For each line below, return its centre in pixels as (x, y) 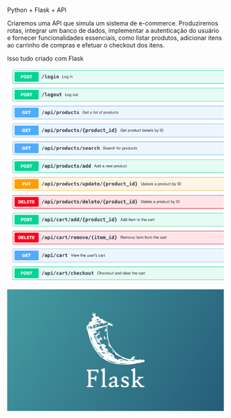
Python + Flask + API (37, 10)
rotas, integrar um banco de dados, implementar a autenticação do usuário (113, 31)
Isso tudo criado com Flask (45, 58)
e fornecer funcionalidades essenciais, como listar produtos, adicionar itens (114, 38)
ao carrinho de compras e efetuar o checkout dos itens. (86, 45)
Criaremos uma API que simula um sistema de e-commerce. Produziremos (113, 23)
